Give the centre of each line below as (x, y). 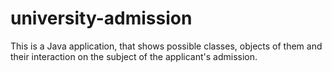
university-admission (101, 18)
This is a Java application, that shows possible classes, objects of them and (166, 46)
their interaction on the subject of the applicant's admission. (134, 56)
